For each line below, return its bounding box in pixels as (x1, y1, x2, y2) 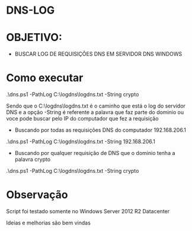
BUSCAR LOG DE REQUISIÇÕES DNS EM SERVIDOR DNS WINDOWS (14, 50, 183, 58)
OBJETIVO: (6, 31, 62, 45)
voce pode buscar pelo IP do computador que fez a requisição (6, 115, 159, 122)
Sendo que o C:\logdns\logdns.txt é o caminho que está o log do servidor (6, 102, 185, 110)
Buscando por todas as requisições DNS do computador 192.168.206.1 (14, 126, 187, 134)
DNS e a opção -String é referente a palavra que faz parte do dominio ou (6, 109, 184, 116)
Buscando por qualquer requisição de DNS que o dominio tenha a (14, 150, 175, 157)
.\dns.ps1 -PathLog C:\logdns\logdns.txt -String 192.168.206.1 (6, 138, 156, 145)
